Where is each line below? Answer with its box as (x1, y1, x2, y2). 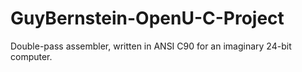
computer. (10, 50, 53, 62)
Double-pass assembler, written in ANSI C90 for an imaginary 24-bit (10, 40, 292, 52)
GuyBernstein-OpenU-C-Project (10, 7, 285, 30)
